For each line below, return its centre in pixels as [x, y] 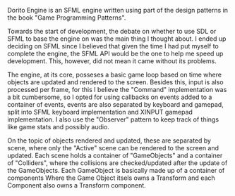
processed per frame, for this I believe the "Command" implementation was [117, 90]
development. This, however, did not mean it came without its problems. [112, 61]
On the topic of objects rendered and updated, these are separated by [109, 141]
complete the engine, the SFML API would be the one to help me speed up [115, 53]
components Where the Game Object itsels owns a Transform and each [111, 178]
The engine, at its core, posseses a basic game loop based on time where [115, 74]
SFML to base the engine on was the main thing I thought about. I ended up [117, 39]
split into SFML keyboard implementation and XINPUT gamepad [100, 112]
